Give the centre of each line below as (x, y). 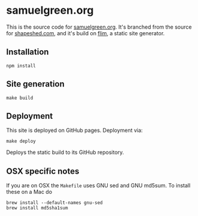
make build (20, 98)
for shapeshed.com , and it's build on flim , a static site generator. (86, 33)
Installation (28, 52)
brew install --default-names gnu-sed (54, 203)
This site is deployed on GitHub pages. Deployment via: (74, 130)
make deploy (21, 141)
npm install (21, 66)
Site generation (35, 84)
